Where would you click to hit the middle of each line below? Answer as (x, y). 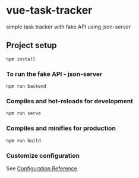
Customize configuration (43, 155)
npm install (21, 59)
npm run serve (24, 113)
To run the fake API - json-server (54, 74)
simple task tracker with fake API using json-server (69, 27)
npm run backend (26, 87)
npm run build (24, 141)
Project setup (32, 45)
